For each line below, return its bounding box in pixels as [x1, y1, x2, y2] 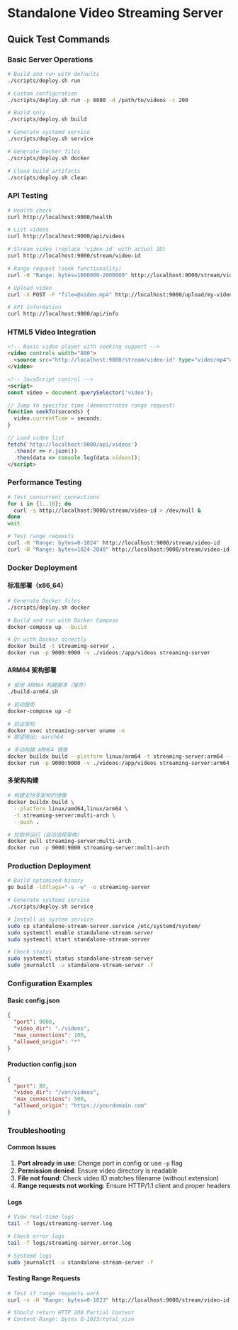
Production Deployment [7, 861, 91, 871]
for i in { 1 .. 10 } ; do [7, 500, 72, 508]
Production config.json [7, 1060, 76, 1068]
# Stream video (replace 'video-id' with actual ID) [7, 246, 166, 253]
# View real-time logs [7, 1214, 74, 1221]
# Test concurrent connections [7, 493, 100, 501]
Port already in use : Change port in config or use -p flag [17, 1159, 183, 1168]
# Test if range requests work [7, 1290, 100, 1297]
